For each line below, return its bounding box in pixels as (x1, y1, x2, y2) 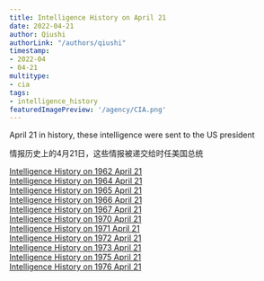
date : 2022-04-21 (9, 22, 75, 31)
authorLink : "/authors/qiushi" (9, 38, 127, 48)
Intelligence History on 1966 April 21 (9, 195, 143, 206)
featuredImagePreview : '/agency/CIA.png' (9, 105, 167, 114)
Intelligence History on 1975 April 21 (9, 252, 142, 263)
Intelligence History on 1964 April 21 (9, 176, 143, 187)
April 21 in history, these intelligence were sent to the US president (9, 129, 255, 140)
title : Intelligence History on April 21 (9, 13, 167, 22)
